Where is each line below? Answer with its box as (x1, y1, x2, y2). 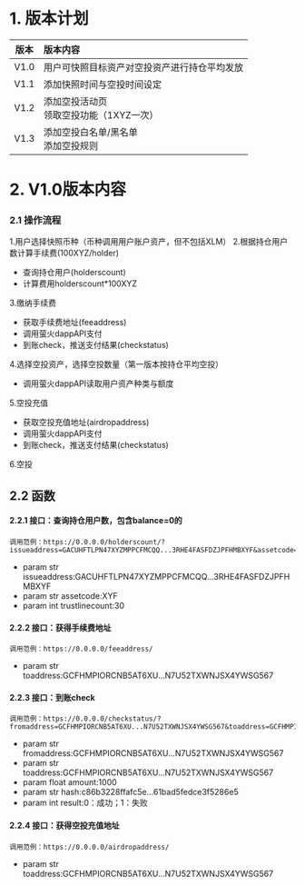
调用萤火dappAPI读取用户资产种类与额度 (22, 378, 174, 389)
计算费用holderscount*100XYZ (22, 278, 138, 289)
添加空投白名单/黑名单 (44, 125, 138, 138)
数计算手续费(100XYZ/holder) (9, 247, 120, 259)
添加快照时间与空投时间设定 (44, 78, 162, 91)
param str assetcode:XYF (22, 591, 118, 602)
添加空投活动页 (44, 95, 108, 107)
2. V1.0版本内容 (9, 179, 127, 200)
